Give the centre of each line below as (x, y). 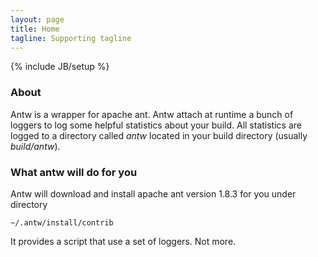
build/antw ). (35, 146)
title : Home (35, 29)
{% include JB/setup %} (60, 67)
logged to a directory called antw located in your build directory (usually (159, 135)
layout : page (37, 19)
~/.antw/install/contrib (62, 222)
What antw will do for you (74, 172)
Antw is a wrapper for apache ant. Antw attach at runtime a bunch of (152, 114)
